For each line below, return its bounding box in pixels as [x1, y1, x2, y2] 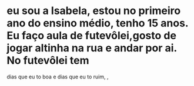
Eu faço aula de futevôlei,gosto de [6, 29, 177, 42]
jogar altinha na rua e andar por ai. [6, 42, 177, 55]
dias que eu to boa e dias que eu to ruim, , [6, 73, 109, 80]
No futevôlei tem [6, 54, 90, 67]
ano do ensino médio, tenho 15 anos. [6, 16, 189, 30]
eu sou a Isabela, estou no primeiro [6, 4, 181, 18]
